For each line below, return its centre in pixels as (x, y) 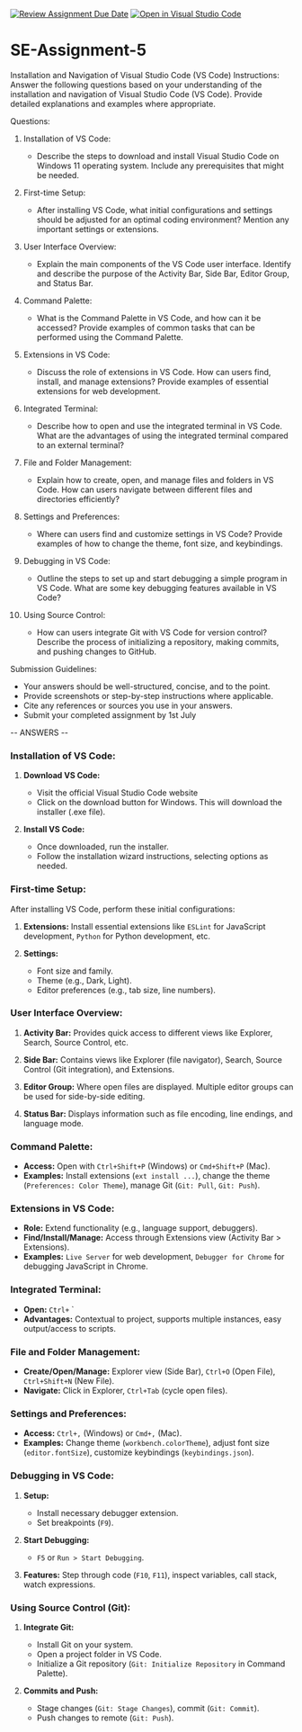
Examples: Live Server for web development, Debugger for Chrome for (154, 1257)
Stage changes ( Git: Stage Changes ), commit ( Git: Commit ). (148, 1708)
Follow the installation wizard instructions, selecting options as (152, 857)
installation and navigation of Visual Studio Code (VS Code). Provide (137, 94)
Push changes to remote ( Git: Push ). (105, 1718)
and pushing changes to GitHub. (96, 651)
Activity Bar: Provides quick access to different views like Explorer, (148, 1032)
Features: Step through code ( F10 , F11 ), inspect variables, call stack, (150, 1575)
